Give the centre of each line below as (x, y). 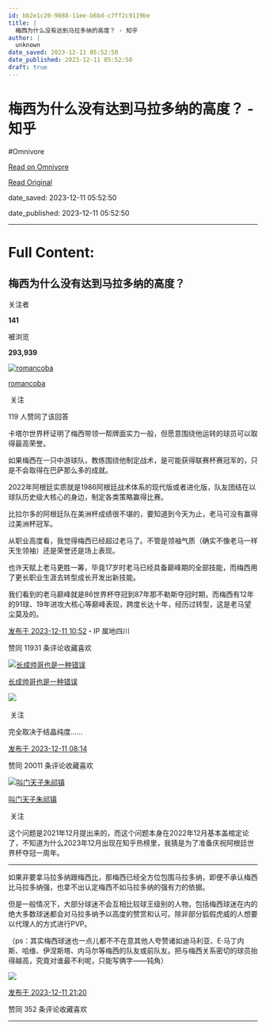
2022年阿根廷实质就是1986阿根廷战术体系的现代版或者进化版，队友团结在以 (132, 487)
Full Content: (51, 252)
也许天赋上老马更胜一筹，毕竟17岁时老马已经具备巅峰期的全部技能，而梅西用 (133, 567)
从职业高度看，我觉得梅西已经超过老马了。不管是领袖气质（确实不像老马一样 (133, 540)
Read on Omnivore (38, 167)
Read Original (30, 182)
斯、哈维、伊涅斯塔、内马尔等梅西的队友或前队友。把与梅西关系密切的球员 (129, 951)
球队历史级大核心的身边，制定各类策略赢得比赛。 (88, 496)
